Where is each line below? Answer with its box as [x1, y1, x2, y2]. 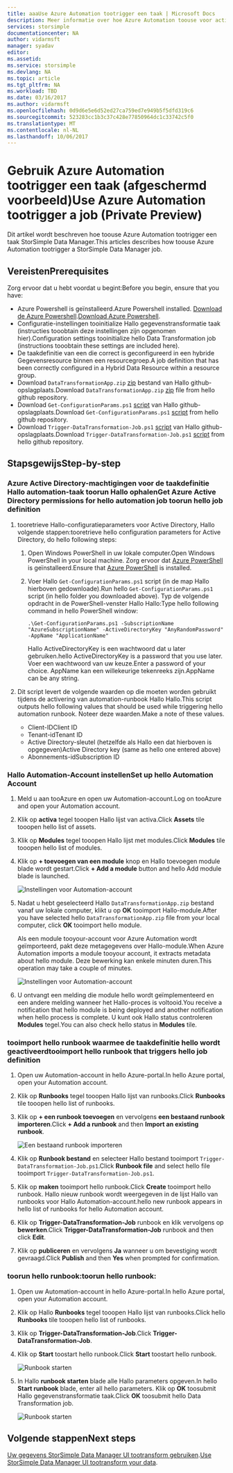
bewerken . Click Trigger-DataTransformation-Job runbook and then [17, 1225, 214, 1234]
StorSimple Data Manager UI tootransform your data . [7, 1458, 158, 1467]
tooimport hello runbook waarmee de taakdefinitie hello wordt [7, 1038, 221, 1047]
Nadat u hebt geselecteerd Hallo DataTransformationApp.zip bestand [17, 899, 214, 907]
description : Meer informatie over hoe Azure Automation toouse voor [7, 17, 213, 24]
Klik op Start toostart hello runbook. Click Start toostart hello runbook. [17, 1350, 217, 1358]
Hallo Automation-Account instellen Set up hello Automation [7, 770, 214, 780]
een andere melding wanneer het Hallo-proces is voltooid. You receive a [17, 998, 223, 1006]
